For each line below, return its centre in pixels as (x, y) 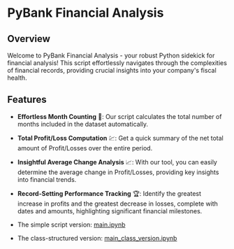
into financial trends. (47, 179)
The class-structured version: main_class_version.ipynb (97, 238)
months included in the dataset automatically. (83, 124)
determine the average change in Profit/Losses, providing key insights (118, 172)
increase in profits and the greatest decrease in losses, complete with (118, 204)
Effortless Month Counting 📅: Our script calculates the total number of (119, 116)
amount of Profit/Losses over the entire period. (85, 148)
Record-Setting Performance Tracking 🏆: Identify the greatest (109, 193)
